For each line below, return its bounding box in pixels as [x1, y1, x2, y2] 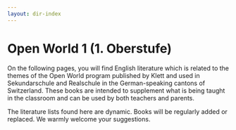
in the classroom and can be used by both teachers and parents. [7, 93, 195, 102]
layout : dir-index [7, 10, 61, 18]
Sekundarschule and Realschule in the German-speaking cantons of [7, 79, 206, 87]
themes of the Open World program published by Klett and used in [7, 71, 201, 79]
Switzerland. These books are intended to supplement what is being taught [7, 86, 225, 95]
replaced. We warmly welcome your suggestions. [7, 115, 151, 123]
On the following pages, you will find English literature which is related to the [7, 64, 230, 72]
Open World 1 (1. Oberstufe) [7, 40, 173, 56]
